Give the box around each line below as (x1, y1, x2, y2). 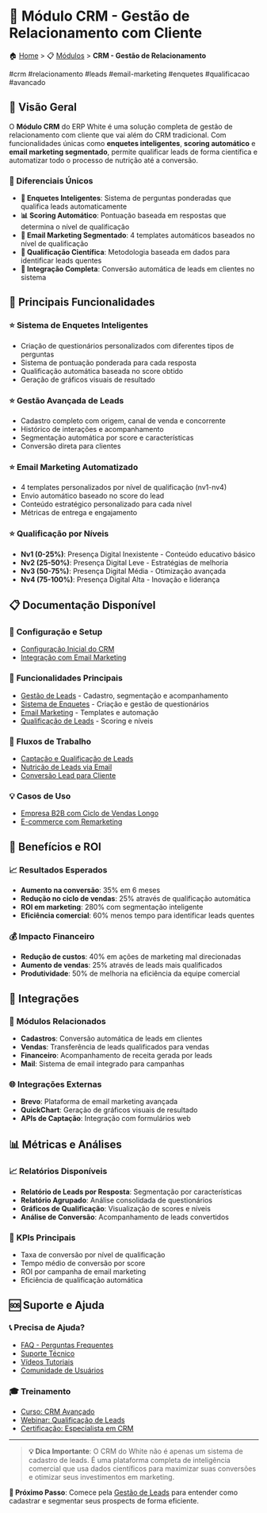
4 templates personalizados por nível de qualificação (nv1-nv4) (20, 483, 227, 492)
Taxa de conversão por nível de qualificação (20, 1250, 166, 1260)
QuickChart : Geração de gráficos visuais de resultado (20, 1105, 198, 1115)
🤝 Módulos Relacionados (9, 1015, 106, 1026)
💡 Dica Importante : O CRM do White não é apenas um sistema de (28, 1446, 244, 1456)
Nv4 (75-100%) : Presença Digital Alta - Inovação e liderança (20, 575, 220, 584)
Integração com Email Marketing (20, 653, 127, 662)
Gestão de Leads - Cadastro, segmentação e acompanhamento (20, 691, 229, 700)
